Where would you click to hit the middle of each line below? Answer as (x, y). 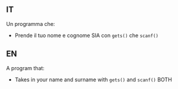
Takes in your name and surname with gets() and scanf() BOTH (93, 80)
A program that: (25, 68)
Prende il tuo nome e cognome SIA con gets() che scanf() (87, 35)
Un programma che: (31, 24)
